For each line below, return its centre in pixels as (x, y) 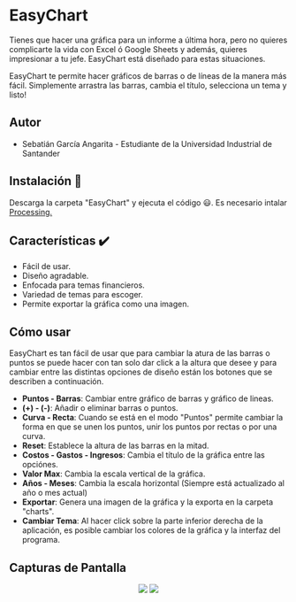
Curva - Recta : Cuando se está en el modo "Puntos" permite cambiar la (152, 418)
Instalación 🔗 (46, 181)
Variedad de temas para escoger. (82, 295)
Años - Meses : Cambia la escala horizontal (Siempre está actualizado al (153, 483)
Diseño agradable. (55, 276)
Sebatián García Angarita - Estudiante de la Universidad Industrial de (147, 143)
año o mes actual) (55, 493)
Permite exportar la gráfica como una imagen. (106, 304)
